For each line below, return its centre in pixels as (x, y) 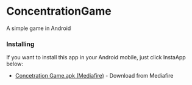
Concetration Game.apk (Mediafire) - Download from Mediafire (94, 76)
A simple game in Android (39, 28)
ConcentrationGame (59, 11)
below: (15, 64)
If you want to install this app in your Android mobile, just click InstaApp (96, 57)
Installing (20, 44)
